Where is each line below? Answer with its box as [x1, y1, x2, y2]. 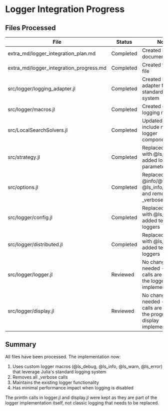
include [142, 124, 159, 130]
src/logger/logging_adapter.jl [7, 85, 76, 92]
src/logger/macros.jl [7, 106, 55, 113]
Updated [142, 117, 162, 124]
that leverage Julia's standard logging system [12, 368, 106, 375]
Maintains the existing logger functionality [12, 379, 99, 385]
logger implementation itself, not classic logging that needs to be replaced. [5, 399, 159, 405]
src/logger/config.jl [7, 214, 52, 221]
